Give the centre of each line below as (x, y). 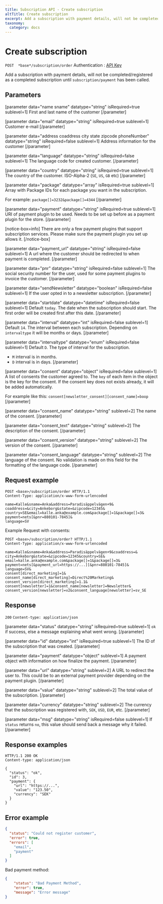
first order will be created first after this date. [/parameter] (63, 313)
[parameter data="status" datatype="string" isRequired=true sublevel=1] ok (81, 626)
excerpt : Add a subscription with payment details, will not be (71, 18)
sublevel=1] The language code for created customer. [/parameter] (72, 161)
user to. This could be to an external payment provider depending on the (78, 675)
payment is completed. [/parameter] (41, 259)
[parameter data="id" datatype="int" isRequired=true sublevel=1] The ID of (80, 641)
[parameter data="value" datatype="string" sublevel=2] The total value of (79, 690)
